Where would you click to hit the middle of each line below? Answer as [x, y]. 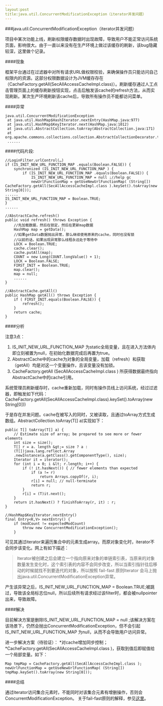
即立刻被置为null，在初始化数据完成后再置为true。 [62, 353]
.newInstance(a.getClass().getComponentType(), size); [70, 455]
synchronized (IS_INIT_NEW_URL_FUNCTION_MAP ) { [64, 169]
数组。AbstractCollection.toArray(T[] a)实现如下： [55, 420]
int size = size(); [33, 442]
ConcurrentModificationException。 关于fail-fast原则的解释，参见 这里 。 [77, 698]
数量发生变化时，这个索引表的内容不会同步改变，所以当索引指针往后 [85, 564]
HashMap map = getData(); [40, 229]
